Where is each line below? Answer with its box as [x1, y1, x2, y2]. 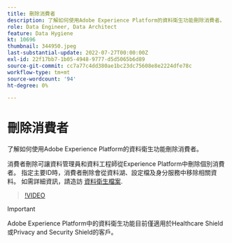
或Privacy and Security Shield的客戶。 [7, 228, 117, 237]
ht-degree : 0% [7, 82, 49, 89]
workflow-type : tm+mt [7, 69, 71, 76]
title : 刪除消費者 [7, 10, 56, 18]
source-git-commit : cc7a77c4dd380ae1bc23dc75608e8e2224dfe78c [7, 62, 192, 69]
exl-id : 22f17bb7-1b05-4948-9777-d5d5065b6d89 [7, 56, 145, 63]
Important [7, 204, 36, 214]
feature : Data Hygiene [7, 29, 73, 37]
